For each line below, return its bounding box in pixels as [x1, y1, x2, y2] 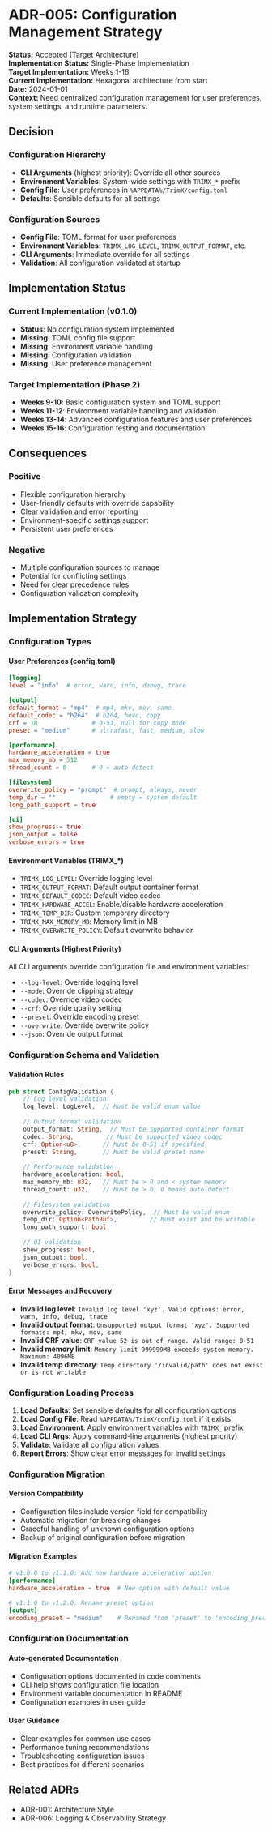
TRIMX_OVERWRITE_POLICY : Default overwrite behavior [19, 926, 193, 935]
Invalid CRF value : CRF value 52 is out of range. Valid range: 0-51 [19, 1335, 255, 1345]
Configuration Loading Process [8, 1387, 134, 1398]
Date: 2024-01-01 [8, 83, 68, 94]
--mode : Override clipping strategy [19, 986, 134, 996]
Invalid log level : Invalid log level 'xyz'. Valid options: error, [19, 1303, 245, 1314]
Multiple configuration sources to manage [19, 562, 160, 572]
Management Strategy [8, 23, 164, 41]
